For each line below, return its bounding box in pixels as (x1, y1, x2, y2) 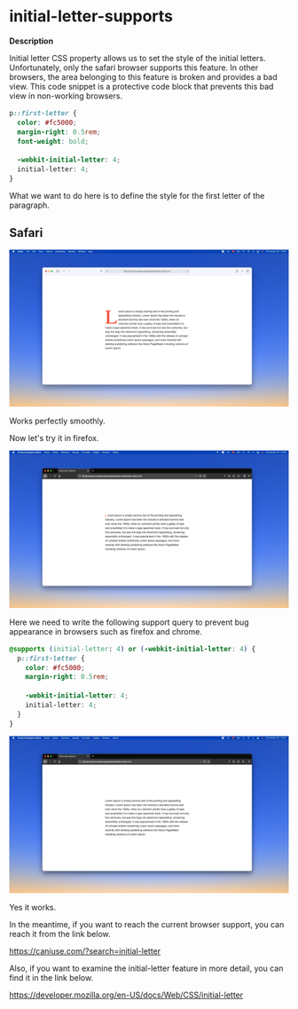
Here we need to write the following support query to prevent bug (9, 617, 250, 627)
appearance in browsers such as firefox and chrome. (9, 626, 202, 636)
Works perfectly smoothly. (9, 415, 106, 427)
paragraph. (9, 200, 51, 210)
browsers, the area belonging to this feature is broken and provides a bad (9, 71, 278, 82)
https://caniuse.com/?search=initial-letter (9, 946, 161, 957)
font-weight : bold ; (17, 137, 90, 146)
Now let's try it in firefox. (9, 433, 99, 444)
